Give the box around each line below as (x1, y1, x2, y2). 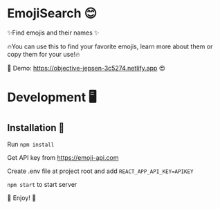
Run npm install (7, 140, 55, 148)
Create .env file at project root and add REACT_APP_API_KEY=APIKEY (7, 167, 194, 175)
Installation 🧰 (7, 122, 65, 134)
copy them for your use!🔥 (7, 50, 80, 58)
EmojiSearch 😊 (7, 6, 97, 21)
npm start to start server (7, 180, 77, 188)
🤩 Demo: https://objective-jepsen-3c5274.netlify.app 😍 (7, 64, 166, 72)
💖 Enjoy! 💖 (7, 193, 37, 202)
